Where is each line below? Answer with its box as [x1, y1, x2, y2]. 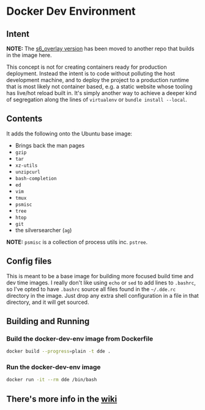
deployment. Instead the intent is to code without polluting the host [6, 70, 176, 77]
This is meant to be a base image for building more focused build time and [6, 272, 194, 279]
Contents [6, 113, 43, 124]
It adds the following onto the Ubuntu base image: [6, 130, 133, 137]
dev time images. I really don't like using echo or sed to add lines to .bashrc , [6, 279, 196, 286]
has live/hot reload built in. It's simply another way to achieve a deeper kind [6, 89, 197, 96]
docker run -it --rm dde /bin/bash [6, 377, 97, 383]
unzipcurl [15, 169, 41, 175]
